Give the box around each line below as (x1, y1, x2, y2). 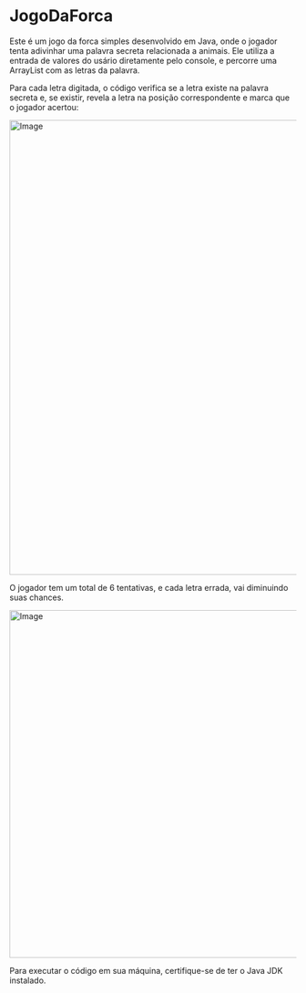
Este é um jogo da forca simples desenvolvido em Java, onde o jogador (9, 36, 278, 47)
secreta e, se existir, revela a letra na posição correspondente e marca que (9, 92, 290, 103)
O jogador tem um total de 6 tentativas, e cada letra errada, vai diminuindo (9, 582, 289, 593)
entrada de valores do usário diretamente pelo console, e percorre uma (9, 55, 278, 66)
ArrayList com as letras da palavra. (9, 65, 140, 76)
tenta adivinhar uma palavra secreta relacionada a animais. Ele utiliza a (9, 45, 275, 56)
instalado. (9, 975, 46, 986)
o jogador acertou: (9, 101, 79, 112)
